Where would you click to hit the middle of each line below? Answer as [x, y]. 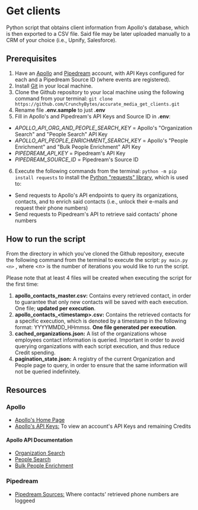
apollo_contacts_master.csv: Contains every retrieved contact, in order [103, 295]
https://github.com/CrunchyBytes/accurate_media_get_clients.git [97, 104]
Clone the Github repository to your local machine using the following [99, 92]
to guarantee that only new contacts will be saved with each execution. [101, 302]
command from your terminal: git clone [64, 98]
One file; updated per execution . [55, 308]
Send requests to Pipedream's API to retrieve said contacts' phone [96, 214]
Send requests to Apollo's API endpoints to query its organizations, [97, 195]
